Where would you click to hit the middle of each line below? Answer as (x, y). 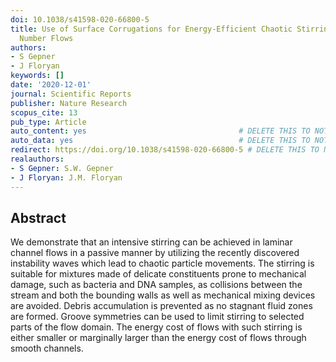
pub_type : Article (48, 122)
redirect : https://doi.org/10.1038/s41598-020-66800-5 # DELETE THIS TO (165, 150)
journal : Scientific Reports (71, 94)
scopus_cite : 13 (44, 112)
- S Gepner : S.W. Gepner (62, 168)
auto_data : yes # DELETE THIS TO (160, 141)
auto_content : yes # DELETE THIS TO (160, 131)
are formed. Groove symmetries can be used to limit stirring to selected (157, 317)
